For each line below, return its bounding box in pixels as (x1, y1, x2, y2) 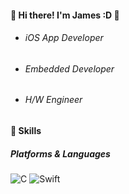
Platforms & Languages (10, 147, 111, 160)
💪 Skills (10, 125, 42, 137)
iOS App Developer (24, 32, 104, 44)
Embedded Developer (24, 62, 115, 75)
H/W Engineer (24, 94, 83, 106)
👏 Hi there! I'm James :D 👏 (10, 9, 120, 21)
